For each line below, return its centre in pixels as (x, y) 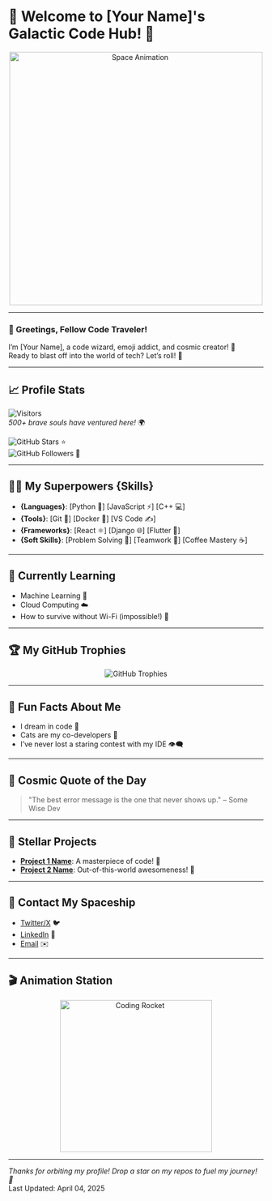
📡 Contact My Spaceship (72, 903)
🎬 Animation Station (61, 981)
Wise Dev (44, 809)
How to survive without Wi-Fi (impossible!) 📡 (95, 616)
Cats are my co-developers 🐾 (69, 735)
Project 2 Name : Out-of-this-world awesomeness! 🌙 (107, 870)
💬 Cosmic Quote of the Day (78, 780)
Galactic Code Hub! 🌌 (81, 34)
